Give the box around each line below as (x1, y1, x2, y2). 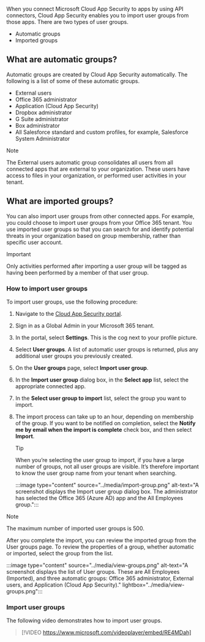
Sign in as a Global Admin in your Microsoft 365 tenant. (15, 322, 155, 329)
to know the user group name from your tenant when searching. (15, 469, 177, 477)
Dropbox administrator (15, 109, 72, 116)
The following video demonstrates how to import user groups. (6, 617, 162, 624)
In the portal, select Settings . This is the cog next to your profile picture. (15, 334, 198, 341)
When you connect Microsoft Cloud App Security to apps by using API (6, 6, 184, 12)
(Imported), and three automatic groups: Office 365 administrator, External (6, 574, 194, 582)
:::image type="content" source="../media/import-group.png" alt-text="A (15, 481, 199, 488)
